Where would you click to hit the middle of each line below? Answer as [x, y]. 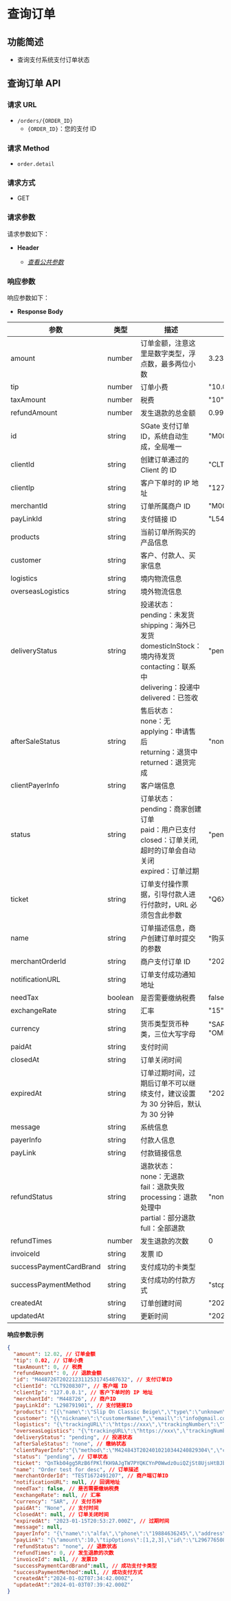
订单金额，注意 [165, 343]
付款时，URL [168, 905]
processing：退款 [169, 1197]
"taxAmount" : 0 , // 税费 [48, 1367]
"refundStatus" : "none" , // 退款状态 [65, 1546]
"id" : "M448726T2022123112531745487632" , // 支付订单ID [93, 1380]
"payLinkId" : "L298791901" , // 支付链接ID [73, 1405]
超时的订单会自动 [168, 850]
